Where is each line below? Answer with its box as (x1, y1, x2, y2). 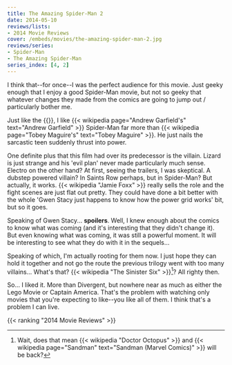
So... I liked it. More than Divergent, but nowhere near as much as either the (7, 281, 222, 289)
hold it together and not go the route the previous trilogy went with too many (7, 259, 224, 267)
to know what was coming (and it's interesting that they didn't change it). (7, 223, 215, 232)
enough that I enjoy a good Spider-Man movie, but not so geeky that (7, 88, 202, 96)
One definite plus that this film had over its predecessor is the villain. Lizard (7, 151, 221, 160)
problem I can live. (7, 303, 60, 311)
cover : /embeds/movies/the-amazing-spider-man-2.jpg (7, 36, 162, 43)
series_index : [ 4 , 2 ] (7, 62, 70, 68)
